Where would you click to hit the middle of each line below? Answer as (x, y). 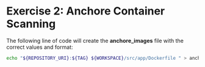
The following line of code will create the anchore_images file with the (95, 40)
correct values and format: (40, 47)
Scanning (31, 24)
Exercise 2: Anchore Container (86, 11)
